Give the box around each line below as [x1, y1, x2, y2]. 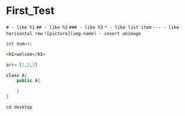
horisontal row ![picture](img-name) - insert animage [6, 30, 141, 36]
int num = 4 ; [6, 41, 33, 47]
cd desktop [6, 104, 33, 110]
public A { [16, 78, 41, 84]
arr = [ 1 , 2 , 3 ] [6, 62, 38, 68]
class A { [6, 72, 27, 78]
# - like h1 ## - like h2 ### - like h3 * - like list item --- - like [6, 24, 179, 30]
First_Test [6, 4, 55, 17]
